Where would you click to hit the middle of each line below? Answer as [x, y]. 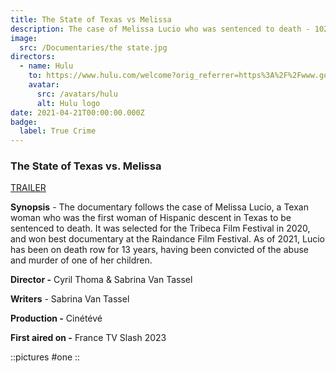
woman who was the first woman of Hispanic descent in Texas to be [151, 218]
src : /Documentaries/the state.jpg [93, 47]
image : [24, 38]
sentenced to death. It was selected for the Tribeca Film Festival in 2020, [160, 228]
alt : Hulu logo [68, 103]
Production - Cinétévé [56, 318]
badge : [24, 122]
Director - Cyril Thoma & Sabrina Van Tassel [101, 280]
